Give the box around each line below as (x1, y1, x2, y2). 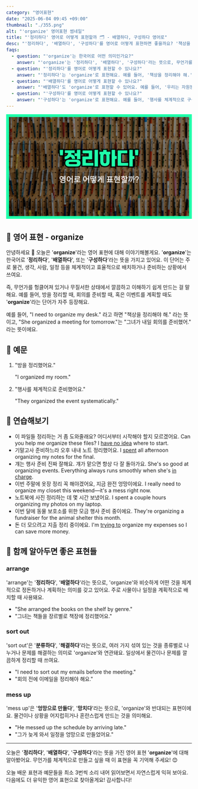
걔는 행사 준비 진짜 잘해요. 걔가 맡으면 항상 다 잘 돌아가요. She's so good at (14, 460, 189, 467)
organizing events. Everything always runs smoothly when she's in (14, 467, 177, 474)
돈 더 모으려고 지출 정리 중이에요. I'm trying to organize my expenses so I (14, 521, 187, 528)
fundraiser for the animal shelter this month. (14, 514, 122, 521)
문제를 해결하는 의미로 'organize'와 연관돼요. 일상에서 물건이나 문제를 (21, 649, 181, 656)
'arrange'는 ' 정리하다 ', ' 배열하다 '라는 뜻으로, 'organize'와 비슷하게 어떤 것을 (6, 578, 181, 586)
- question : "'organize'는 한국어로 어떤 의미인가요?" (11, 53, 134, 59)
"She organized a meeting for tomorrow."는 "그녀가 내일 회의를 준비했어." (18, 318, 192, 325)
